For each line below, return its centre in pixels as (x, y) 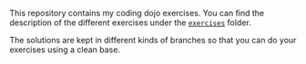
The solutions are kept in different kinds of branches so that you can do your (153, 40)
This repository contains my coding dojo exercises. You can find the (137, 13)
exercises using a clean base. (65, 50)
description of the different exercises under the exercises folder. (131, 23)
